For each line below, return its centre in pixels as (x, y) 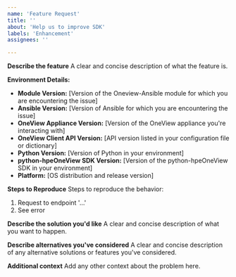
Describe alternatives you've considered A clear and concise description (115, 245)
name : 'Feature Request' (44, 14)
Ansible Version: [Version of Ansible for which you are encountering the (123, 108)
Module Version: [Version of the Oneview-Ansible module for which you (123, 94)
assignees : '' (28, 40)
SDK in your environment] (55, 168)
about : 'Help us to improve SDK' (56, 27)
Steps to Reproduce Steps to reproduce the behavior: (86, 189)
